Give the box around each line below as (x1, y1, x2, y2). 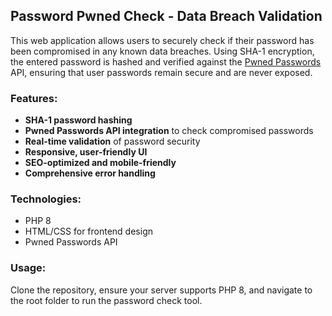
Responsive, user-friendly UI (24, 146, 148, 158)
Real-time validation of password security (24, 135, 201, 148)
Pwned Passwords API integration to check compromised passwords (24, 125, 314, 137)
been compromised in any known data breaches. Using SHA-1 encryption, (10, 45, 315, 57)
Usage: (10, 261, 47, 275)
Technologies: (10, 192, 82, 206)
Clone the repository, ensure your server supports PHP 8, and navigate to (10, 284, 313, 296)
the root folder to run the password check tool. (10, 294, 203, 306)
